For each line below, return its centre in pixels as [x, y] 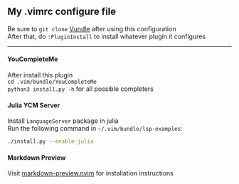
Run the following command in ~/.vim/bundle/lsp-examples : [95, 129]
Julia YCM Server [34, 105]
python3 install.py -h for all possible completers [81, 89]
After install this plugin [40, 75]
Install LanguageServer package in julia [63, 121]
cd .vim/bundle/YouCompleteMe [52, 82]
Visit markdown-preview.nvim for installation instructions [91, 173]
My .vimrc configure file [62, 12]
